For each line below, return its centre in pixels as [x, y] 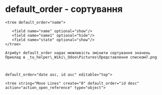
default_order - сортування [64, 9]
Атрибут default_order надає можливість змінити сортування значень [78, 53]
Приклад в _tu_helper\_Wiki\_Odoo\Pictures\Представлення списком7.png [81, 57]
